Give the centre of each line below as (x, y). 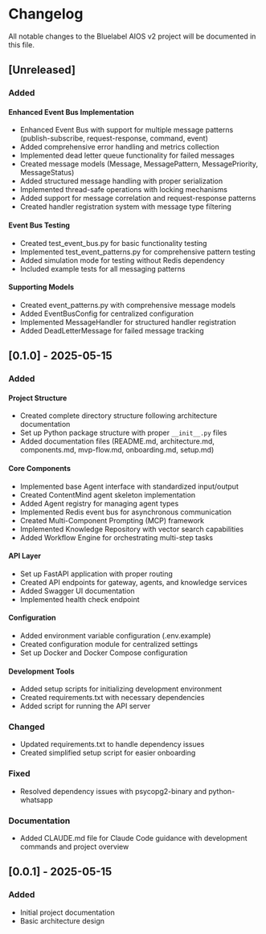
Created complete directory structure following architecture (119, 416)
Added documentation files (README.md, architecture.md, (117, 441)
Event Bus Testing (39, 225)
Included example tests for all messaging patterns (102, 268)
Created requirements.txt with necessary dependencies (112, 698)
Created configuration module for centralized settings (109, 644)
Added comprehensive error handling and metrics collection (119, 147)
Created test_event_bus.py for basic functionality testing (113, 243)
